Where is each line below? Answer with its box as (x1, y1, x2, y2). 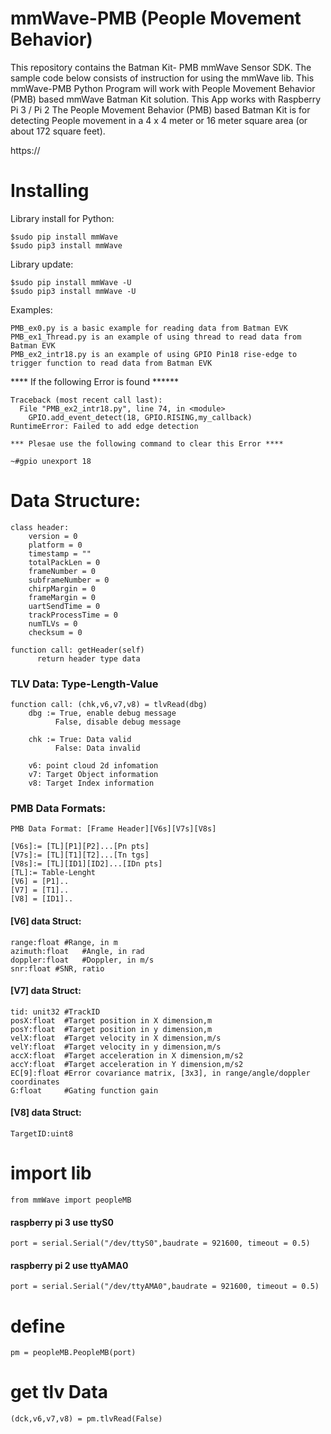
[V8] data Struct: (10, 1107, 82, 1119)
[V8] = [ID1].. (10, 894, 74, 904)
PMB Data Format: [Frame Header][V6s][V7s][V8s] (10, 824, 217, 834)
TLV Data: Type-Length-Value (10, 677, 159, 691)
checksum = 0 (28, 627, 83, 637)
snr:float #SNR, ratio (10, 963, 105, 974)
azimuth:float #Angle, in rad (10, 946, 145, 956)
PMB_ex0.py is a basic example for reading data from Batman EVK (10, 323, 288, 333)
